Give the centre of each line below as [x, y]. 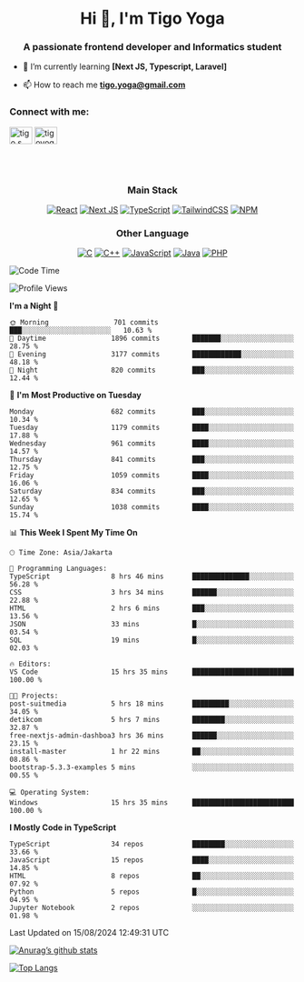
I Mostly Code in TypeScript [63, 827]
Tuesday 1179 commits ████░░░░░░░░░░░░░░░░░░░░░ [152, 428]
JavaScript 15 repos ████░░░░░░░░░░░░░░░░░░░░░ [152, 860]
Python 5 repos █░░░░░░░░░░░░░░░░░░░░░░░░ [152, 892]
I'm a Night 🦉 [34, 306]
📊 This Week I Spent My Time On [74, 533]
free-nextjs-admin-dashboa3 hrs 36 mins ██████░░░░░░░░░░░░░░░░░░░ [152, 736]
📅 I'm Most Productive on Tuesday [76, 396]
